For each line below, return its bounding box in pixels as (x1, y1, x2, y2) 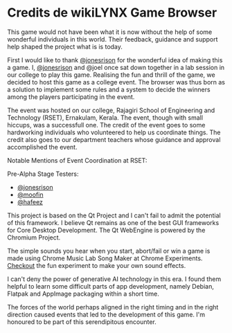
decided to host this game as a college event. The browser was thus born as (7, 78, 225, 86)
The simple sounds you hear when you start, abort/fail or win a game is (7, 246, 211, 255)
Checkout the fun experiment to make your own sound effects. (7, 261, 186, 269)
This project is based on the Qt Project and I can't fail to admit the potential (7, 211, 221, 219)
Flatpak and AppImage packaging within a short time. (7, 289, 159, 298)
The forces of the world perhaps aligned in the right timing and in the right (7, 303, 219, 311)
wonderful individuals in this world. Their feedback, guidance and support (7, 35, 218, 43)
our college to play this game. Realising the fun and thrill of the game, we (7, 71, 216, 79)
